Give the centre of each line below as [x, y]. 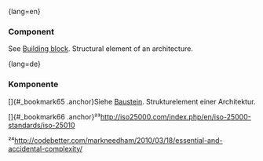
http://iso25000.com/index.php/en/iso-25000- [176, 116]
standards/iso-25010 [42, 125]
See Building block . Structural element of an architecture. [101, 49]
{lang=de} [24, 64]
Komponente [33, 84]
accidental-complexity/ [46, 148]
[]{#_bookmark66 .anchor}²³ [55, 116]
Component [31, 31]
